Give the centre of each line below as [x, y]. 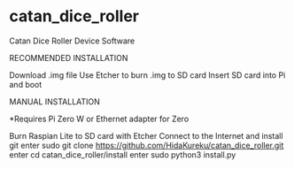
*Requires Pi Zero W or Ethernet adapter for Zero [99, 119]
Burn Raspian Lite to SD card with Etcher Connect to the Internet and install [146, 135]
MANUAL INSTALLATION [54, 101]
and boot [26, 84]
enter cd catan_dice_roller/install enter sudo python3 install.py [123, 154]
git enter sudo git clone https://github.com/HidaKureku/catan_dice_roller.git [147, 145]
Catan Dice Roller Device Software [72, 41]
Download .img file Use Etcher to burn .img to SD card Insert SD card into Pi [147, 75]
